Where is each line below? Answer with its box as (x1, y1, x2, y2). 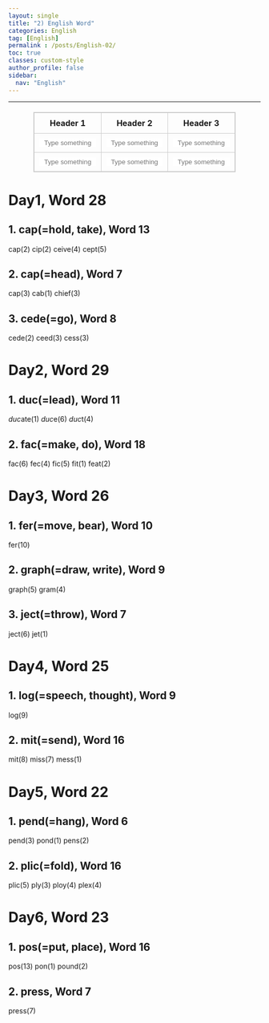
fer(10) (8, 540, 30, 549)
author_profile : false (8, 64, 84, 72)
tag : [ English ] (8, 34, 59, 42)
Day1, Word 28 (8, 191, 106, 209)
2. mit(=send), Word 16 (8, 733, 126, 746)
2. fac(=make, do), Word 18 (8, 438, 146, 451)
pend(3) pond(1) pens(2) (8, 835, 90, 846)
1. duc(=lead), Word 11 (8, 393, 120, 406)
